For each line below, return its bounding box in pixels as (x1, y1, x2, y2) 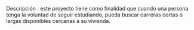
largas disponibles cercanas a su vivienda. (6, 18, 110, 24)
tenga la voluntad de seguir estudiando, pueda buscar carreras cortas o (6, 11, 183, 18)
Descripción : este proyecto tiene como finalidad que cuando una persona (6, 5, 189, 12)
